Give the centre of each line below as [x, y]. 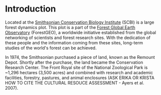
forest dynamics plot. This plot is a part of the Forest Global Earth [70, 27]
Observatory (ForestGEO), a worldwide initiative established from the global [80, 32]
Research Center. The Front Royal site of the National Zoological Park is [76, 67]
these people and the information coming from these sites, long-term [74, 42]
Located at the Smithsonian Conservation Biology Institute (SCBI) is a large [80, 22]
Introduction [31, 9]
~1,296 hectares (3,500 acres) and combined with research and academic [79, 72]
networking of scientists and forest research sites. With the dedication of [78, 38]
